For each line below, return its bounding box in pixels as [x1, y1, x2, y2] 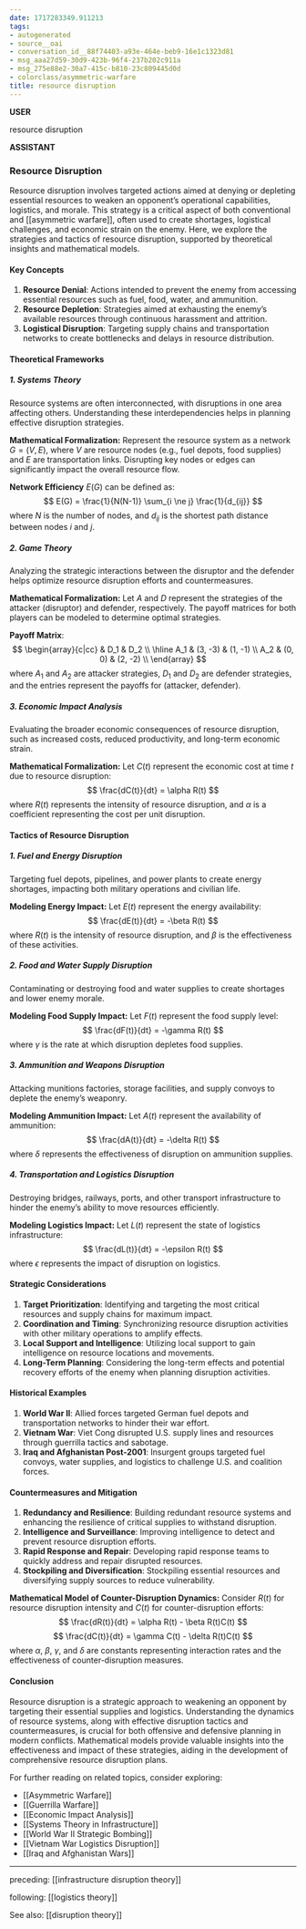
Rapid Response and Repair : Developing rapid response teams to [22, 1546, 270, 1557]
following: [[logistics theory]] [9, 1892, 118, 1903]
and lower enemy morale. [9, 992, 105, 1003]
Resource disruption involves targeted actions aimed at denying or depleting [9, 184, 296, 196]
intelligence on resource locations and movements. [22, 1347, 215, 1358]
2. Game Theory [9, 543, 73, 554]
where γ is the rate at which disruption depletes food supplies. [9, 1039, 244, 1050]
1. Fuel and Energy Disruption [9, 850, 123, 862]
